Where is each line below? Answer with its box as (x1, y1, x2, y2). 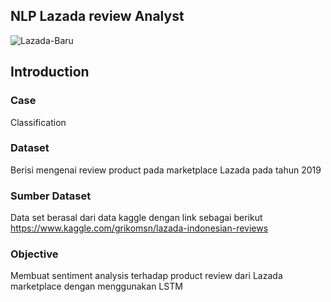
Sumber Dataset (10, 189, 92, 203)
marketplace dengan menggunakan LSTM (10, 280, 183, 293)
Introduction (10, 64, 90, 81)
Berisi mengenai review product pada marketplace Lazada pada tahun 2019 (10, 164, 322, 176)
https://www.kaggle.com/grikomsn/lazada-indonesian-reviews (10, 222, 269, 234)
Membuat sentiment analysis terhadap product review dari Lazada (10, 270, 283, 282)
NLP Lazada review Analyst (10, 8, 185, 25)
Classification (10, 116, 67, 128)
